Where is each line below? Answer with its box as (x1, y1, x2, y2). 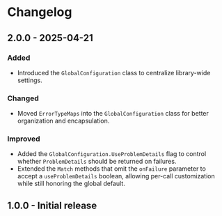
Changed (7, 93, 40, 103)
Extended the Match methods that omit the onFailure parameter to (17, 164, 207, 173)
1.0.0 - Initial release (7, 199, 97, 211)
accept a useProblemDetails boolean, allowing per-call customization (17, 172, 215, 180)
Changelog (7, 4, 72, 20)
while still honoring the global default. (17, 179, 125, 188)
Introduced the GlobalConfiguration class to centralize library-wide (17, 68, 211, 77)
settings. (17, 76, 43, 84)
